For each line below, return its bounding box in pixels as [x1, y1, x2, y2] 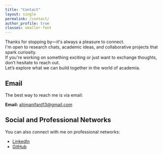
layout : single [5, 12, 36, 17]
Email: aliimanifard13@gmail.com [5, 102, 72, 107]
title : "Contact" [5, 7, 41, 12]
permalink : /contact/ [5, 16, 50, 21]
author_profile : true [5, 21, 50, 26]
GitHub [12, 143, 27, 150]
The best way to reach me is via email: [5, 92, 83, 98]
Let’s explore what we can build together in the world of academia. [5, 65, 140, 71]
